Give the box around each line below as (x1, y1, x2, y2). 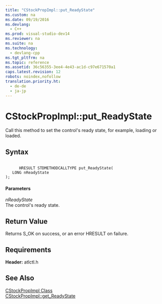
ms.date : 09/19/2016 (5, 17, 50, 22)
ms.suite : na (5, 41, 33, 46)
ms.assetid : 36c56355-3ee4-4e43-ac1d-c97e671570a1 (5, 64, 116, 70)
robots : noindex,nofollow (5, 74, 60, 79)
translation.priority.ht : (5, 79, 60, 84)
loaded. (5, 133, 22, 139)
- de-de (10, 83, 27, 89)
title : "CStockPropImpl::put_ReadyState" (5, 7, 95, 13)
